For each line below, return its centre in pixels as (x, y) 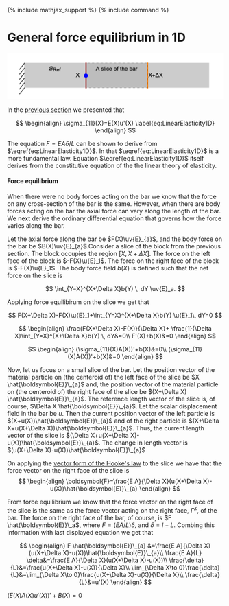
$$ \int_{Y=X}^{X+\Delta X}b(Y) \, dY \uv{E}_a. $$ (115, 288)
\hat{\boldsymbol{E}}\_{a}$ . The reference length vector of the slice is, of (111, 399)
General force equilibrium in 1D (97, 38)
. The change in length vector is (143, 443)
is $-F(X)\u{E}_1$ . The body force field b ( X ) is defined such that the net (108, 268)
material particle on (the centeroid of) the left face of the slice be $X (104, 377)
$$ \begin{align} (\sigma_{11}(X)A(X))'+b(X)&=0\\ (97, 349)
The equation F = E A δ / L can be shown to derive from (82, 143)
